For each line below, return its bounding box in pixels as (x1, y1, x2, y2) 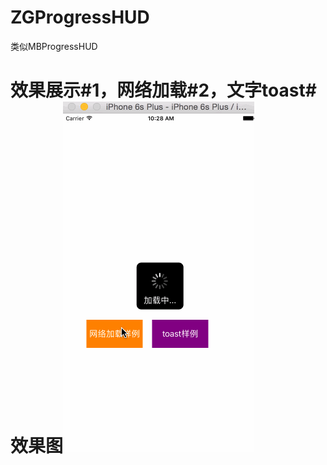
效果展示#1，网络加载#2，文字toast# (10, 79, 317, 102)
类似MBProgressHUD (10, 40, 98, 52)
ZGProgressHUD (10, 6, 150, 29)
